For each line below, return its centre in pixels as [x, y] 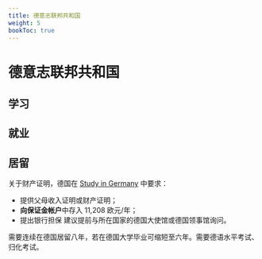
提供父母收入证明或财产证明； [68, 200]
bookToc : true [32, 30]
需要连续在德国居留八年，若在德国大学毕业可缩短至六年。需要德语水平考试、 [133, 237]
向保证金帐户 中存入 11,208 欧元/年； [79, 211]
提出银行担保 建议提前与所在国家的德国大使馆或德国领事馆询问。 [125, 220]
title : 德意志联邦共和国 [44, 15]
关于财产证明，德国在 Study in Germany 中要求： [88, 184]
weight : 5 [25, 23]
